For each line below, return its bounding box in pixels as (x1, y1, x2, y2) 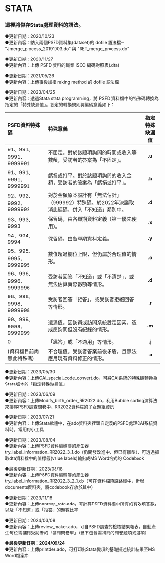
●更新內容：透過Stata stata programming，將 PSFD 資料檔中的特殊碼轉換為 (5, 95, 159, 101)
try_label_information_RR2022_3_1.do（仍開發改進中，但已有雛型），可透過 (5, 449, 155, 455)
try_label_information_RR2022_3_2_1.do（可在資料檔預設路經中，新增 (5, 478, 145, 484)
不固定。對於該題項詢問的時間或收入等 (48, 149, 137, 156)
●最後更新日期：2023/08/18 (5, 466, 63, 472)
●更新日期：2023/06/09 (5, 391, 55, 397)
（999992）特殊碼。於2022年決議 (48, 199, 129, 206)
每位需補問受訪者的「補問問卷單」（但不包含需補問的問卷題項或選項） (9, 530, 149, 536)
